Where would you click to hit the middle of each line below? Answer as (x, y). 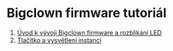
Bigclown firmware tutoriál (87, 13)
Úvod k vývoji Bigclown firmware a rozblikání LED (89, 33)
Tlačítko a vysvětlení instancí (59, 40)
